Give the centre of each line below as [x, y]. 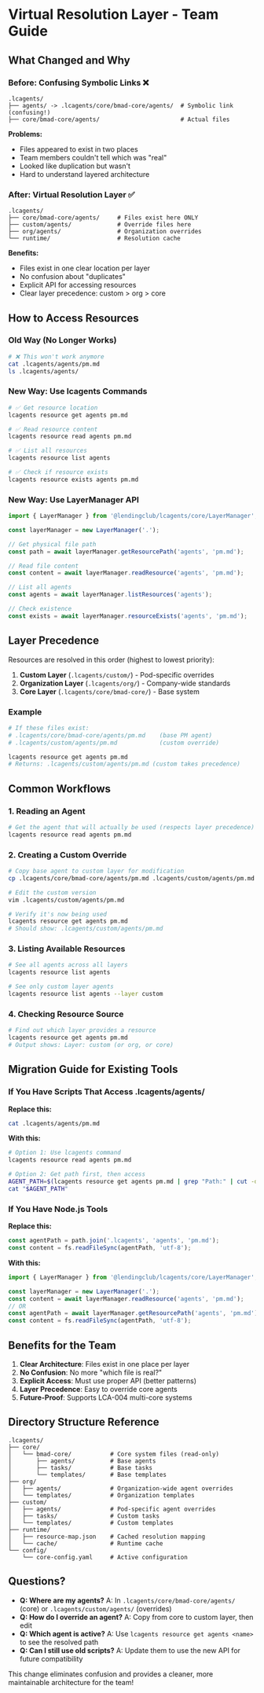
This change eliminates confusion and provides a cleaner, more [111, 1674]
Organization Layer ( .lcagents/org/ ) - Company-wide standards [125, 683]
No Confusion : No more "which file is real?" [91, 1372]
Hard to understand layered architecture [84, 174]
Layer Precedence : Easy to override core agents [99, 1389]
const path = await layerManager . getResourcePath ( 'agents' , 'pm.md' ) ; [126, 552]
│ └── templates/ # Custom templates [91, 1522]
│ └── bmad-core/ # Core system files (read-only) [114, 1454]
